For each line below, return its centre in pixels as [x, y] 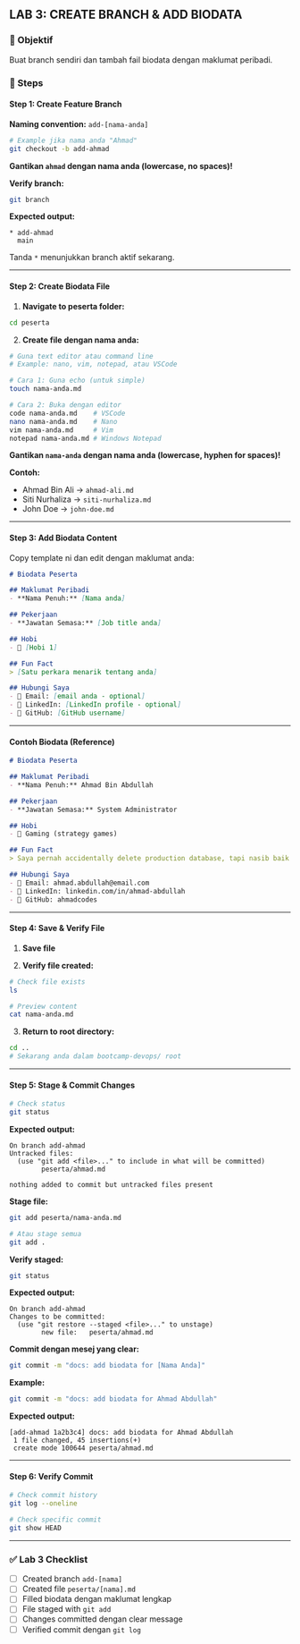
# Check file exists [48, 982]
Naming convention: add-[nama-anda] [79, 123]
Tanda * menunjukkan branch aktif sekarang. [92, 258]
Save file [39, 948]
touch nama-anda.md [46, 389]
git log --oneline [43, 1504]
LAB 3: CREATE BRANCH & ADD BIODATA [126, 15]
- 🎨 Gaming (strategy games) [63, 834]
